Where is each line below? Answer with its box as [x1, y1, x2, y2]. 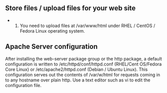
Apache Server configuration [5, 42, 98, 51]
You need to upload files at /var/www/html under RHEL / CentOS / [19, 22, 156, 28]
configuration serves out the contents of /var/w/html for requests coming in [5, 71, 161, 77]
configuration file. [5, 82, 41, 88]
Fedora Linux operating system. [19, 27, 85, 34]
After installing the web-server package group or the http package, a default [5, 55, 162, 61]
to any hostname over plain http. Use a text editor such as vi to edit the [5, 77, 151, 83]
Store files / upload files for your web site [5, 4, 136, 12]
